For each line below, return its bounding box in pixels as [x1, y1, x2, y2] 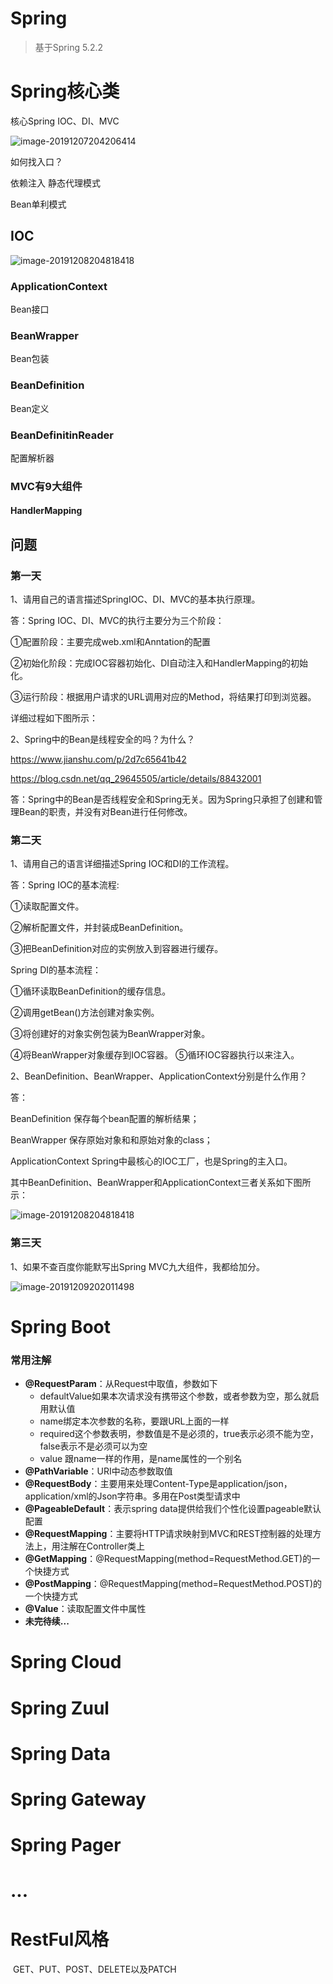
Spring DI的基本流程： [10, 964, 102, 976]
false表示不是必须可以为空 [39, 1440, 148, 1452]
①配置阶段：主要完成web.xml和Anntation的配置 [10, 636, 212, 648]
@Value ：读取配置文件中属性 [24, 1603, 147, 1615]
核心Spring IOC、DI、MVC [10, 115, 120, 127]
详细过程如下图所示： [10, 712, 98, 724]
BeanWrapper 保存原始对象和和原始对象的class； [10, 1134, 213, 1146]
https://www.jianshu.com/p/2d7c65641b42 [10, 753, 187, 766]
